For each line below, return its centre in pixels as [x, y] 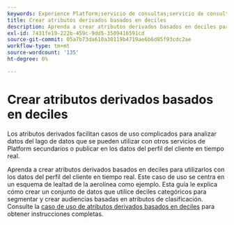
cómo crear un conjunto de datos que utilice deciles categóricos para [107, 192]
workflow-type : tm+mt [39, 46]
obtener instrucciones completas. [55, 214]
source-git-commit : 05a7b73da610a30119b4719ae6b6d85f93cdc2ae [99, 40]
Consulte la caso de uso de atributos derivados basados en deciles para [111, 206]
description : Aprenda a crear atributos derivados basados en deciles [112, 26]
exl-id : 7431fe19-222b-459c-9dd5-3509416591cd [76, 33]
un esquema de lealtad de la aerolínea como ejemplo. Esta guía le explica [112, 184]
